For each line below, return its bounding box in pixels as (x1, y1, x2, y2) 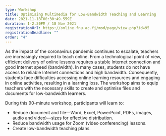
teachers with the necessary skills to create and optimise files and (5, 85, 140, 91)
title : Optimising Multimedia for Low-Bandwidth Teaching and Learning (5, 12, 156, 17)
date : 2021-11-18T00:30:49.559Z (5, 16, 72, 21)
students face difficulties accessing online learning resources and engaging (5, 75, 160, 81)
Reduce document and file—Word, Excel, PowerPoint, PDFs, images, (12, 109, 153, 115)
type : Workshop (5, 7, 37, 12)
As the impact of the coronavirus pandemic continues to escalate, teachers (5, 48, 159, 54)
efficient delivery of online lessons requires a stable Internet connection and (5, 59, 161, 65)
